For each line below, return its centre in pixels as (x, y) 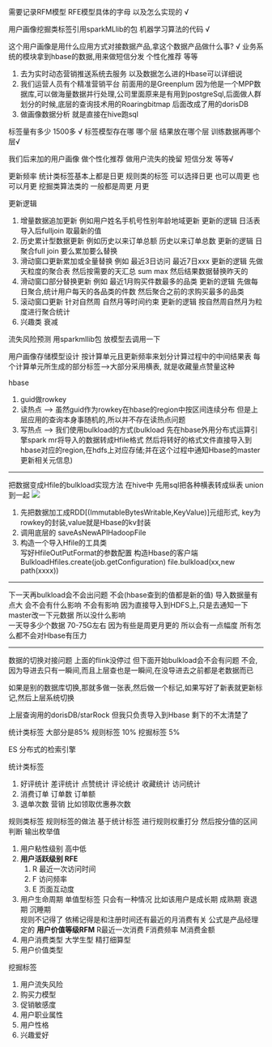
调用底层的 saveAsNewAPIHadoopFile (83, 532)
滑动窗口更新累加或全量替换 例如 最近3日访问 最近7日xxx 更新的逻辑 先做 (141, 261)
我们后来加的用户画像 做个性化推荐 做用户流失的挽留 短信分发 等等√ (121, 159)
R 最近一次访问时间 (64, 869)
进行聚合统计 (49, 312)
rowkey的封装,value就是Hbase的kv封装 (85, 522)
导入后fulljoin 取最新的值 (61, 231)
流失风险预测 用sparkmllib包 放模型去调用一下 (85, 339)
